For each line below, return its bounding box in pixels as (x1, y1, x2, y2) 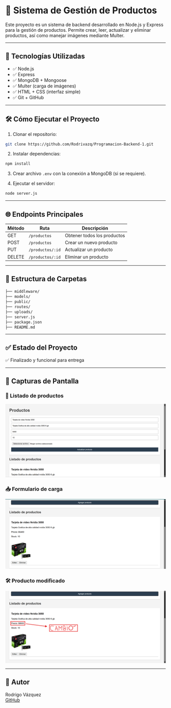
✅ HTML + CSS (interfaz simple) (12, 88, 81, 95)
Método (7, 225, 24, 231)
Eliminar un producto (65, 254, 108, 260)
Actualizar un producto (65, 246, 113, 253)
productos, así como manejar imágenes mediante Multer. (5, 32, 125, 38)
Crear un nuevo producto (65, 240, 118, 245)
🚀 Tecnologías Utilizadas (5, 52, 85, 61)
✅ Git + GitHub (12, 94, 44, 100)
